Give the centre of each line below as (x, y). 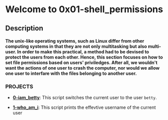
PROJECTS (19, 86)
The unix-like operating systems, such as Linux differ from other (75, 41)
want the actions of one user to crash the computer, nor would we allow (82, 68)
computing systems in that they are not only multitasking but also (76, 46)
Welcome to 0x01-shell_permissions (84, 9)
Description (24, 28)
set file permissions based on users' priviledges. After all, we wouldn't (81, 63)
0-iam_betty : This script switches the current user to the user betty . (85, 98)
